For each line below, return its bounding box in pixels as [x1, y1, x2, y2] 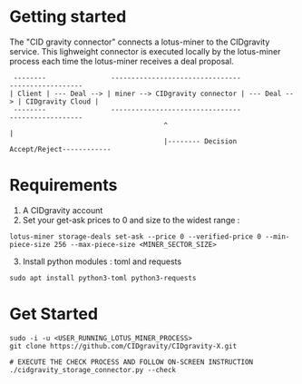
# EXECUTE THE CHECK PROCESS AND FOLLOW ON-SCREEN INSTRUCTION [9, 357, 254, 367]
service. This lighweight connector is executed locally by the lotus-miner [9, 45, 281, 56]
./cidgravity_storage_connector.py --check [9, 365, 177, 374]
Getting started [9, 6, 127, 27]
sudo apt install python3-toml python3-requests [9, 273, 197, 282]
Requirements [9, 175, 118, 196]
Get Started [9, 304, 98, 324]
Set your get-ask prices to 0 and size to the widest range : [22, 214, 240, 225]
